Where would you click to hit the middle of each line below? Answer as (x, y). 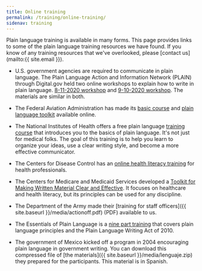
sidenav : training (29, 23)
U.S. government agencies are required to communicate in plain (94, 71)
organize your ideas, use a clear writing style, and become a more (97, 146)
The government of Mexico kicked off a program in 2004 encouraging (102, 242)
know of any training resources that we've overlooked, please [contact (94, 53)
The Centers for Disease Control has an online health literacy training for (105, 164)
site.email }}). (47, 59)
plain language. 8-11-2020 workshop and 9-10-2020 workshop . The (99, 90)
